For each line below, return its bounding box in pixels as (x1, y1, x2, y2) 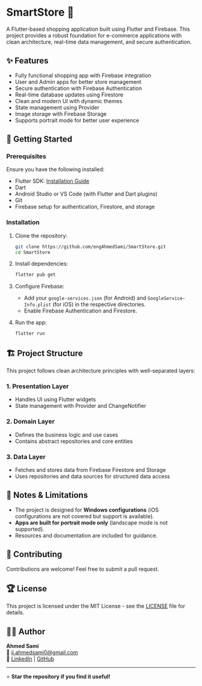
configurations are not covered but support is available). (14, 512, 155, 519)
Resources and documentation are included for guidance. (14, 532, 158, 539)
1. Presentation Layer (6, 382, 69, 390)
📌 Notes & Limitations (6, 490, 88, 500)
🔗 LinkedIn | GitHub (6, 655, 55, 662)
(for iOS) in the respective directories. (52, 301, 146, 308)
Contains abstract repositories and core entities (14, 437, 133, 445)
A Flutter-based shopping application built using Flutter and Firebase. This (6, 25, 191, 33)
